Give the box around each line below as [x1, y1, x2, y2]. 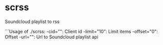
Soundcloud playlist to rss [5, 18, 60, 25]
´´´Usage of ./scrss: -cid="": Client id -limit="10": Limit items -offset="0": [5, 28, 158, 34]
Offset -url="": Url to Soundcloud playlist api [5, 34, 98, 40]
